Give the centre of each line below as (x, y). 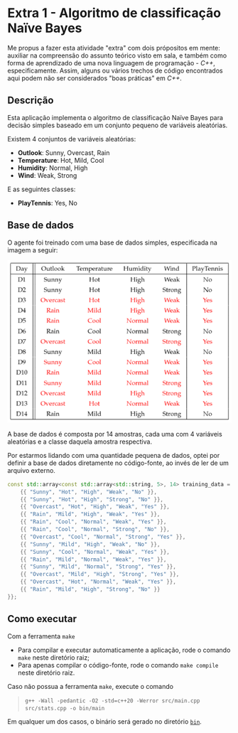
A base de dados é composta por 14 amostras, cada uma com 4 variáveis (115, 434)
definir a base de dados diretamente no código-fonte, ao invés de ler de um (118, 463)
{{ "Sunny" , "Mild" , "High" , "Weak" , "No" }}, (90, 544)
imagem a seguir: (33, 250)
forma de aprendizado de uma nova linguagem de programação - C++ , (111, 63)
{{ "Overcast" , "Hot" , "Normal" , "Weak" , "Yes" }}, (98, 582)
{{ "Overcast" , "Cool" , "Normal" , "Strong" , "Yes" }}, (103, 537)
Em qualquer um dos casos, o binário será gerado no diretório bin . (105, 721)
